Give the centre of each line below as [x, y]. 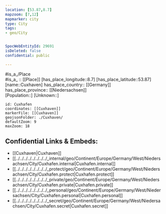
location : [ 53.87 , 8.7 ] [28, 10]
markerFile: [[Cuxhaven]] [32, 113]
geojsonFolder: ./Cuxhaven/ [34, 117]
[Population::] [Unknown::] [32, 95]
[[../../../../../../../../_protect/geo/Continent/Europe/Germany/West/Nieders [86, 169]
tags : [11, 28]
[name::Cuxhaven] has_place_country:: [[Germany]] [58, 85]
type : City [16, 24]
